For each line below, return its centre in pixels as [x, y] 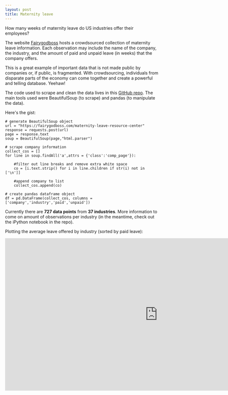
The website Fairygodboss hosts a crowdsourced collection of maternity [78, 42]
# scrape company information [36, 147]
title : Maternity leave [29, 14]
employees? [17, 33]
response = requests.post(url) [37, 130]
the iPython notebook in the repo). [39, 222]
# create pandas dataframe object [40, 194]
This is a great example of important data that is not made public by [73, 68]
